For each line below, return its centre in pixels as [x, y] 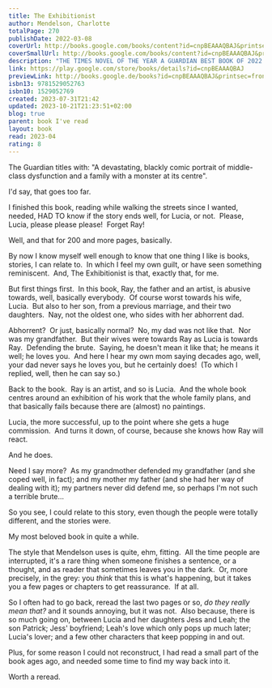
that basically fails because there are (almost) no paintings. [107, 406]
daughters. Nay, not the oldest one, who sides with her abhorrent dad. [126, 314]
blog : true [27, 114]
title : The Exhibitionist [52, 16]
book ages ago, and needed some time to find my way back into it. [119, 660]
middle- [240, 167]
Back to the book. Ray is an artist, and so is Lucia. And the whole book [127, 389]
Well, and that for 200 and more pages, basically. [90, 240]
